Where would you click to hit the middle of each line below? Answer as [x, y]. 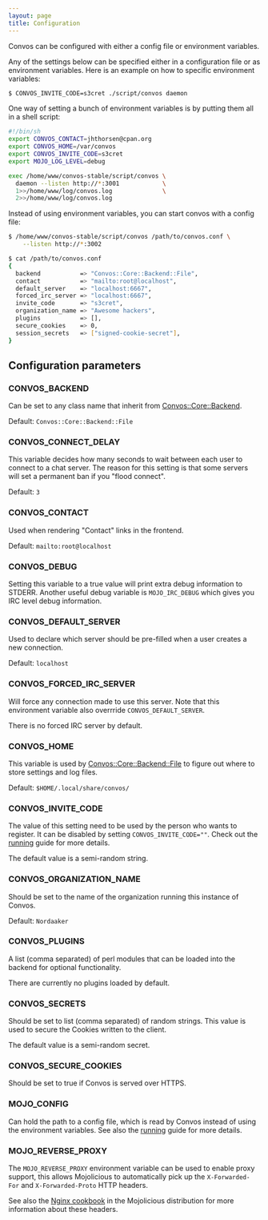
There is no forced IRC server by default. [75, 725]
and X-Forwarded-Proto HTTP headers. [84, 1186]
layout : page [30, 16]
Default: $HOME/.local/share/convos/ [69, 787]
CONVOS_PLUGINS [47, 941]
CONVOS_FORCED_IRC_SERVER [72, 684]
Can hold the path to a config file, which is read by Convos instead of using [132, 1121]
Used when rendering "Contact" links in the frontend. [96, 530]
